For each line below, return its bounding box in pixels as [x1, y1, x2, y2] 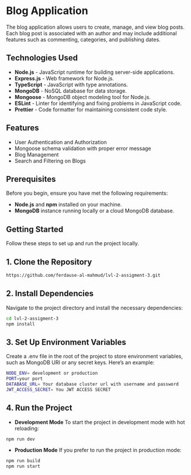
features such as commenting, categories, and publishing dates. [6, 36, 161, 43]
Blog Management [14, 151, 59, 158]
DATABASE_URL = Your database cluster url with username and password [6, 381, 179, 387]
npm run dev [6, 436, 35, 442]
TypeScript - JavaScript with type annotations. [14, 81, 129, 88]
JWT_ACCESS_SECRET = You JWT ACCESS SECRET [6, 386, 111, 392]
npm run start [6, 463, 41, 470]
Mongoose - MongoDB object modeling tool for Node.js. [14, 93, 151, 100]
